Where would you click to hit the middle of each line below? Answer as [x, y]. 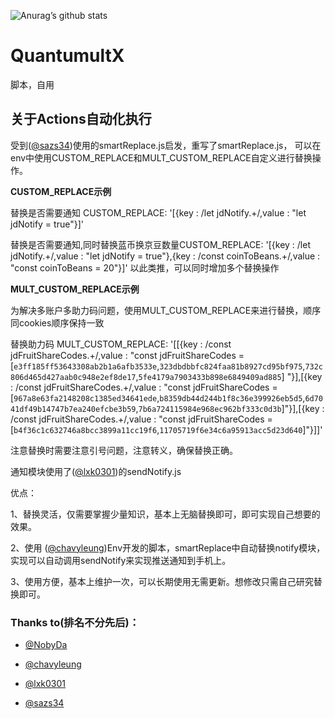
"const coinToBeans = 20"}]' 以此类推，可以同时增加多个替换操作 [145, 267]
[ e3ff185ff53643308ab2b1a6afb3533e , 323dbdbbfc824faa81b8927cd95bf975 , [158, 366]
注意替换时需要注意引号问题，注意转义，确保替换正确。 [124, 450]
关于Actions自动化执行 [81, 119]
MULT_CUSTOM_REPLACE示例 [75, 289]
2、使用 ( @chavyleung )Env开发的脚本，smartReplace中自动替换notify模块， [168, 547]
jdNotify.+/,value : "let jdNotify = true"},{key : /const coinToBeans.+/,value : [165, 256]
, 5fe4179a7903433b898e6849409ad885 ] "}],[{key [229, 376]
